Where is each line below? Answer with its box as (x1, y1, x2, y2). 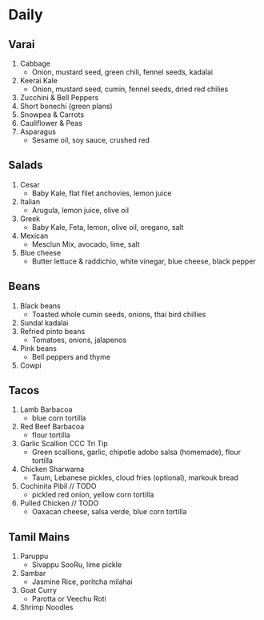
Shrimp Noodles (19, 602, 74, 612)
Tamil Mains (8, 530, 70, 544)
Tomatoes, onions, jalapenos (31, 335, 126, 344)
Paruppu (19, 551, 49, 562)
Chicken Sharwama (19, 465, 85, 474)
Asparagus (19, 127, 56, 136)
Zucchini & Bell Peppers (19, 93, 99, 102)
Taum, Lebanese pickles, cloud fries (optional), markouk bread (31, 473, 238, 482)
